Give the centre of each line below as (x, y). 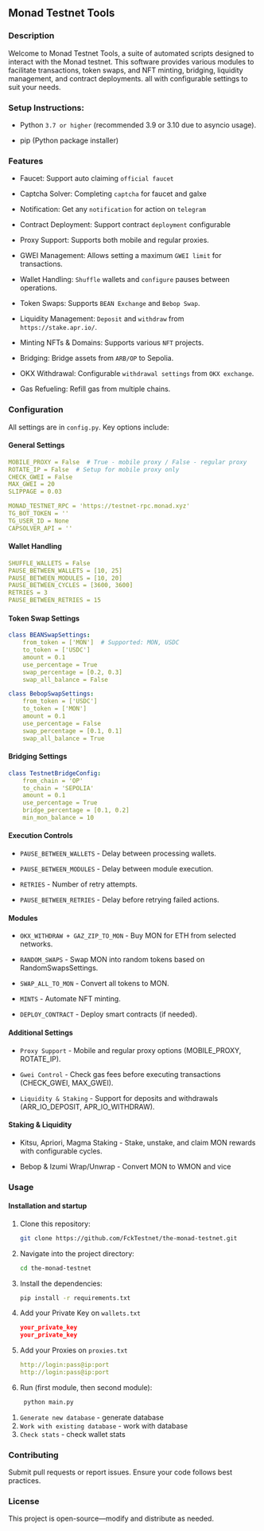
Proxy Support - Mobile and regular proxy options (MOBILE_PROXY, (130, 1050)
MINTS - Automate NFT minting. (70, 999)
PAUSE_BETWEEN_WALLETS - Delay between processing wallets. (118, 854)
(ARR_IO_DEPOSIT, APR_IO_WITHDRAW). (87, 1106)
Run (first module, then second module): (86, 1387)
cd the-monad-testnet (55, 1268)
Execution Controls (41, 836)
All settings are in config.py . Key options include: (89, 427)
